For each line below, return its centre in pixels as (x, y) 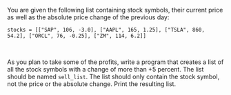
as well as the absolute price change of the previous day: (88, 17)
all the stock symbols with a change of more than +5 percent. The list (106, 69)
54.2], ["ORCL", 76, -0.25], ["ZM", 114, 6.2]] (77, 36)
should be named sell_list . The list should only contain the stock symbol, (113, 76)
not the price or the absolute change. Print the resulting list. (92, 84)
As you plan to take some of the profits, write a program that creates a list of (115, 62)
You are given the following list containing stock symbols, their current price (115, 10)
